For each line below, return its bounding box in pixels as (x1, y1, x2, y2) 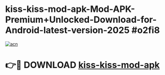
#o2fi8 (131, 25, 160, 36)
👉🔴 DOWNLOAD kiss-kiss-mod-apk (5, 60, 160, 71)
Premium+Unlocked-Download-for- (5, 14, 157, 25)
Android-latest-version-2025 (5, 25, 130, 36)
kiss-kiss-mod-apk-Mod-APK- (5, 3, 135, 15)
